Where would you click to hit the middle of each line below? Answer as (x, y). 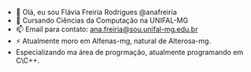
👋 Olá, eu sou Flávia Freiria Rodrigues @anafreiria (96, 12)
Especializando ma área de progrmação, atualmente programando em (129, 52)
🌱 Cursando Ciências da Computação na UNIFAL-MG (102, 20)
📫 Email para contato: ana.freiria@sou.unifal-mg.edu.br (107, 29)
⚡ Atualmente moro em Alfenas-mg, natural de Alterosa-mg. (113, 41)
